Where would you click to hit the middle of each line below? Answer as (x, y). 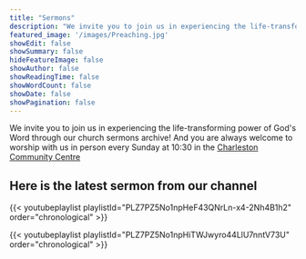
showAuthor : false (44, 69)
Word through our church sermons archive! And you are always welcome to (151, 138)
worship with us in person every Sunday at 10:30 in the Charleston (134, 147)
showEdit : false (40, 43)
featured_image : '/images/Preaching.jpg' (89, 35)
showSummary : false (46, 52)
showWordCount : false (51, 85)
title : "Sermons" (42, 18)
